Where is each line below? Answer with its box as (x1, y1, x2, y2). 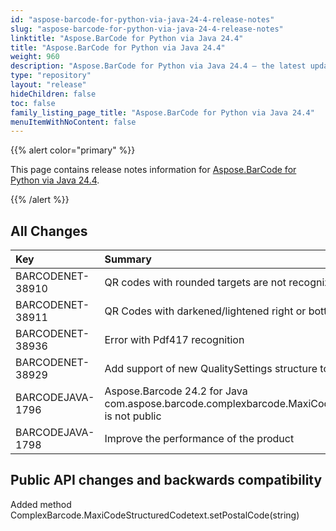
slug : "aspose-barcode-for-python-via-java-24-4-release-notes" (10, 24, 284, 34)
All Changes (10, 222, 88, 240)
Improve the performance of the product (104, 432, 295, 446)
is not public (104, 409, 162, 423)
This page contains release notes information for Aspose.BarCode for (10, 164, 297, 176)
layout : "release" (10, 80, 87, 90)
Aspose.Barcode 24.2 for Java (104, 384, 248, 398)
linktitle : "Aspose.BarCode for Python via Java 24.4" (10, 33, 244, 43)
